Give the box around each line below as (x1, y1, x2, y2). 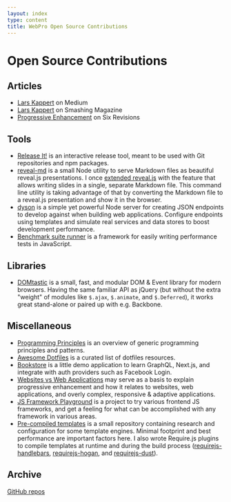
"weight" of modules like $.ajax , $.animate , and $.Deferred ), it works (17, 293, 214, 301)
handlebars (17, 449, 50, 457)
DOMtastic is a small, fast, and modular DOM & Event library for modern (17, 278, 222, 286)
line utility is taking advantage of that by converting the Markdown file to (17, 188, 223, 197)
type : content (7, 17, 48, 24)
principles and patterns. (17, 346, 85, 354)
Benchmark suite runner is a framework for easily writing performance (17, 232, 217, 241)
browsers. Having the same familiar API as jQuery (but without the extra (17, 286, 221, 294)
